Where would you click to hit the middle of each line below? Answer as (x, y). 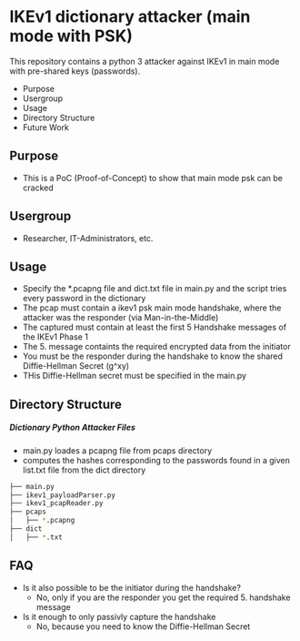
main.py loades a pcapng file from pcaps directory (117, 450)
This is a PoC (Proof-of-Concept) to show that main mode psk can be (153, 178)
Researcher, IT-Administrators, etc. (88, 238)
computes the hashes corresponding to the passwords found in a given (156, 460)
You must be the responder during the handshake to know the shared (153, 356)
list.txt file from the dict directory (84, 470)
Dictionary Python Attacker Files (73, 427)
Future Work (46, 127)
